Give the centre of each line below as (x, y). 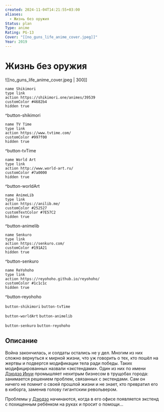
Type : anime (17, 28)
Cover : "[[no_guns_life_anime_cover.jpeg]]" (51, 37)
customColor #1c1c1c (26, 283)
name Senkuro (18, 235)
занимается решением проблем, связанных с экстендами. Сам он (75, 379)
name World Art (21, 160)
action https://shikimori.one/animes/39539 (50, 97)
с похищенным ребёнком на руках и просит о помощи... (64, 404)
